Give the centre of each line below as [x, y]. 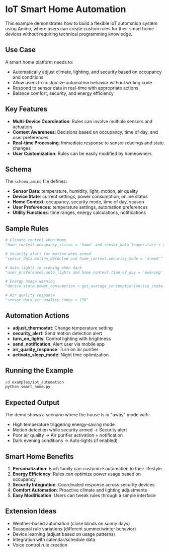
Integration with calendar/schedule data [54, 539]
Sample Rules [27, 228]
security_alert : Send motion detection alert [57, 333]
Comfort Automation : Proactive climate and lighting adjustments [80, 490]
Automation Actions [37, 316]
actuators [22, 127]
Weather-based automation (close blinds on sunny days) [71, 523]
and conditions [28, 77]
